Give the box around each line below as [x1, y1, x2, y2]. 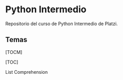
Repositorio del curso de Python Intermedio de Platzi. [5, 21, 118, 27]
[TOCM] [5, 49, 23, 55]
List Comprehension [5, 69, 48, 75]
